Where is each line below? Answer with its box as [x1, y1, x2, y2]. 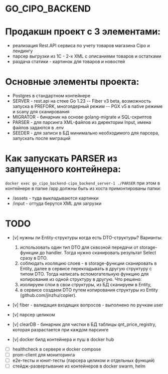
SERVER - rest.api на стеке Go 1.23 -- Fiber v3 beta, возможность [12, 98, 151, 104]
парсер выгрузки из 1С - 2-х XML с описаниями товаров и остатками [12, 53, 161, 59]
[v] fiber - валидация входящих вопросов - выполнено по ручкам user [12, 302, 163, 308]
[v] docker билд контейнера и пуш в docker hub [12, 336, 114, 342]
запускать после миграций [12, 135, 71, 141]
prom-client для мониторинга [12, 352, 75, 357]
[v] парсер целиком [12, 311, 55, 317]
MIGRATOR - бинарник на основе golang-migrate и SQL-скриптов [12, 114, 152, 120]
